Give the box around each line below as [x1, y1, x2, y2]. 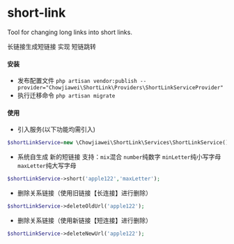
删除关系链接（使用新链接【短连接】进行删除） [17, 216, 152, 224]
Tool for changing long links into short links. [7, 28, 132, 36]
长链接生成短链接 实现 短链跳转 [7, 42, 96, 50]
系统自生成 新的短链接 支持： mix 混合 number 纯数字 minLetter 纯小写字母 [17, 153, 221, 161]
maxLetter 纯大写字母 [17, 162, 77, 170]
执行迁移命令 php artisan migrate [17, 91, 116, 100]
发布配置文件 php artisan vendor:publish [17, 77, 137, 85]
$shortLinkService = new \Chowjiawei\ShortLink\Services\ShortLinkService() [7, 139, 229, 146]
